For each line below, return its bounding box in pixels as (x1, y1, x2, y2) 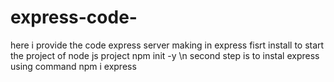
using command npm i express (10, 60, 137, 72)
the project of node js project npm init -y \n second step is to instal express (10, 49, 320, 61)
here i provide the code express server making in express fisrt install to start (10, 39, 325, 51)
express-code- (10, 6, 138, 29)
